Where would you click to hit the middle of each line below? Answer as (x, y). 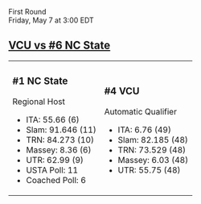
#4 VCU (122, 91)
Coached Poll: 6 (56, 180)
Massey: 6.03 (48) (153, 160)
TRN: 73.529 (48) (152, 150)
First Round (27, 12)
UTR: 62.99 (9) (55, 160)
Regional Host (39, 102)
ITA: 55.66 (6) (53, 119)
